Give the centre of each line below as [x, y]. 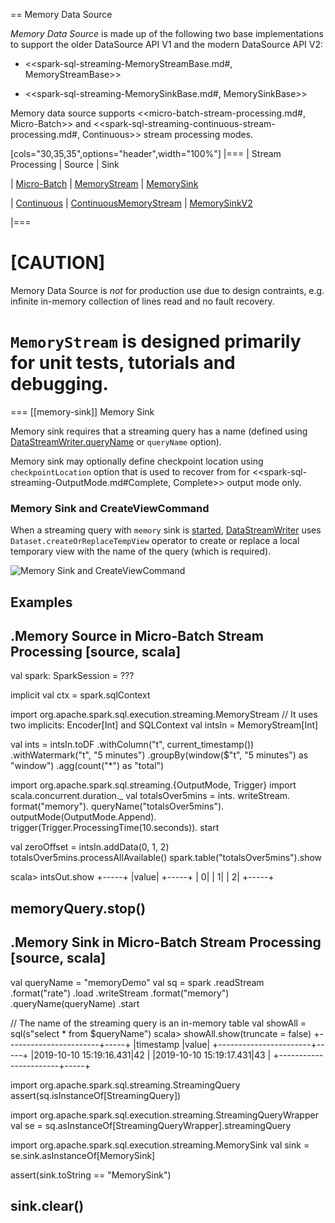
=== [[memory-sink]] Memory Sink [82, 411]
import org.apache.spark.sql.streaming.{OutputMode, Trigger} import [153, 785]
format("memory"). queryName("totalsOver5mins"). [117, 806]
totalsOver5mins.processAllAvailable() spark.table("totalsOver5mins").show [166, 858]
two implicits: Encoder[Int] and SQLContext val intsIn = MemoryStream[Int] [164, 725]
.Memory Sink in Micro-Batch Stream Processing [166, 942]
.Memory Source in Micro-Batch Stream [137, 635]
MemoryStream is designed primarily [156, 341]
